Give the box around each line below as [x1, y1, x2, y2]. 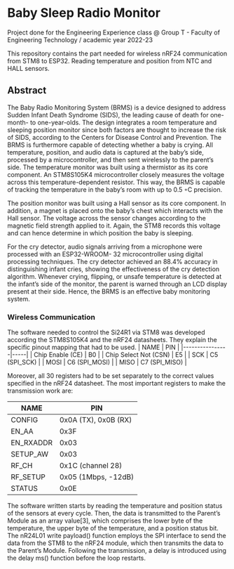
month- [7, 118, 29, 126]
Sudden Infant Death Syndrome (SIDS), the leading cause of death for [7, 110, 209, 119]
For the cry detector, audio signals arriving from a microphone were [7, 242, 202, 251]
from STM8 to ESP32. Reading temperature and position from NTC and [7, 56, 212, 65]
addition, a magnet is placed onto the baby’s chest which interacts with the [7, 206, 223, 215]
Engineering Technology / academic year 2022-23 [7, 35, 153, 44]
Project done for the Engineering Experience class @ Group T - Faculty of [7, 28, 221, 37]
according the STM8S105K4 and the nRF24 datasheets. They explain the [7, 336, 217, 344]
